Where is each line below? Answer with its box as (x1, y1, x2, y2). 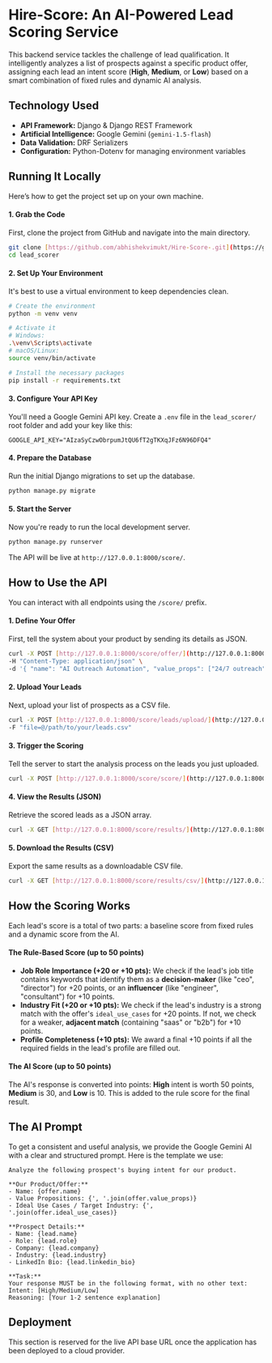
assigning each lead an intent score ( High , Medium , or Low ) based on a (8, 66, 249, 76)
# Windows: (8, 332, 45, 340)
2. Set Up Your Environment (8, 269, 104, 278)
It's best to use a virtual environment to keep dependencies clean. (8, 286, 229, 296)
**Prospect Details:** (8, 1222, 85, 1231)
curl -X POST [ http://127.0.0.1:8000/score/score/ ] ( (8, 775, 190, 783)
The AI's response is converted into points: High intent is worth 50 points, (8, 1080, 255, 1089)
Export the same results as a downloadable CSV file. (8, 860, 184, 871)
